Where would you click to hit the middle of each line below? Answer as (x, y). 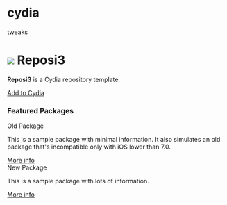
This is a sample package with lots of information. (78, 181)
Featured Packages (41, 110)
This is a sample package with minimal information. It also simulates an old (114, 140)
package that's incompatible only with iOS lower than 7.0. (89, 147)
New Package (27, 167)
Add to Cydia (26, 92)
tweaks (18, 32)
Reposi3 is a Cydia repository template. (64, 79)
